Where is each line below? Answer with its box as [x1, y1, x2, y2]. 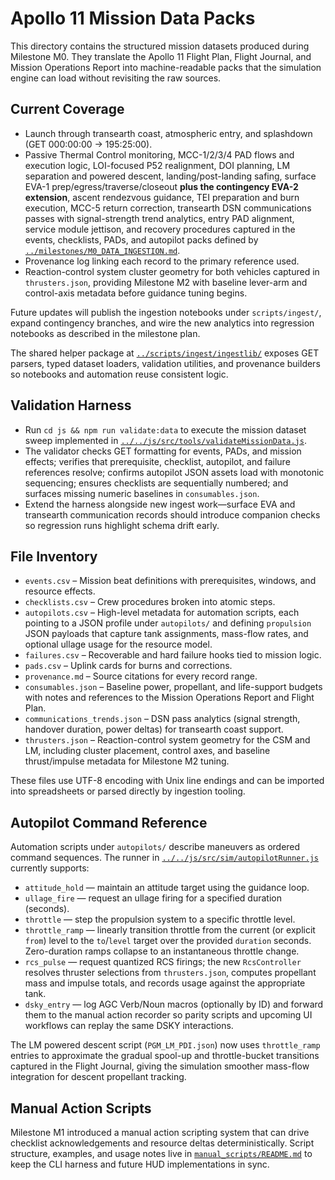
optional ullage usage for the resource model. [24, 638, 213, 651]
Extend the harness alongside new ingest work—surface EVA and [24, 498, 296, 510]
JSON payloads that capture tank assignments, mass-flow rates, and [24, 628, 309, 640]
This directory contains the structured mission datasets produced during [10, 40, 310, 52]
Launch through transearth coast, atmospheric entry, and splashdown [24, 127, 313, 139]
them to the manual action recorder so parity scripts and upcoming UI [24, 1009, 313, 1021]
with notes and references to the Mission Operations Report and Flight [24, 692, 315, 704]
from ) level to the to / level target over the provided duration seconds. [24, 935, 312, 947]
